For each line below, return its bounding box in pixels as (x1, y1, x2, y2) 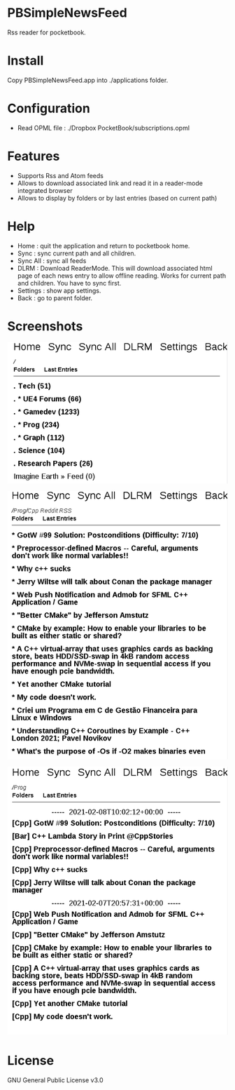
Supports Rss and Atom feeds (17, 171, 104, 180)
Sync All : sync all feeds (17, 256, 87, 264)
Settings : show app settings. (17, 286, 101, 295)
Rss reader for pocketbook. (7, 28, 86, 36)
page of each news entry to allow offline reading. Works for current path (17, 271, 227, 280)
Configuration (7, 100, 91, 116)
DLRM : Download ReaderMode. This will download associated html (17, 264, 213, 272)
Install (7, 53, 44, 69)
